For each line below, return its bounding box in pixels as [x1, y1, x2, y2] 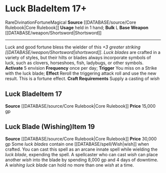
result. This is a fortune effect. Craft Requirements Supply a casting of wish [5, 75, 160, 82]
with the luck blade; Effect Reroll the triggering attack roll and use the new [5, 70, 157, 76]
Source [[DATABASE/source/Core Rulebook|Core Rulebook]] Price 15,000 [5, 103, 156, 109]
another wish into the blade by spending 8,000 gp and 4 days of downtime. [5, 157, 159, 163]
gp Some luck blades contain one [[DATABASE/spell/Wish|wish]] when [5, 141, 149, 147]
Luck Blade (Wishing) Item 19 [5, 123, 95, 131]
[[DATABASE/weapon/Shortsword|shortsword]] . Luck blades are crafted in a [5, 49, 161, 55]
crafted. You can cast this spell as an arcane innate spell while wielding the [5, 146, 158, 152]
